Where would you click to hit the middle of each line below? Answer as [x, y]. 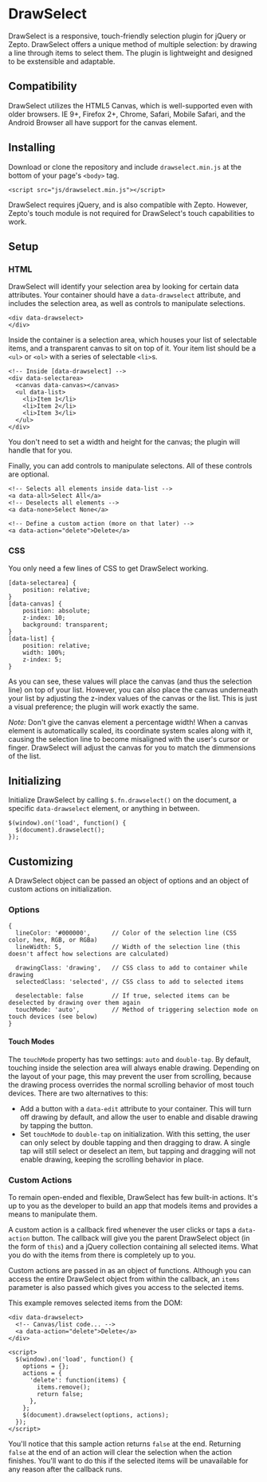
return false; [60, 1394]
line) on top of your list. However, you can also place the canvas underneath [133, 689]
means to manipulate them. [53, 1214]
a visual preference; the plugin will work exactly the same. [104, 707]
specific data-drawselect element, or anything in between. [104, 809]
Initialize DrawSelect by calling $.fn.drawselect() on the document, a [123, 800]
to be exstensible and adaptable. [62, 61]
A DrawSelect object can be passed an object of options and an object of [129, 880]
